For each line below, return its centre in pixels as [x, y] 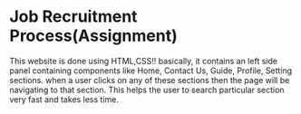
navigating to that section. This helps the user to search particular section [147, 90]
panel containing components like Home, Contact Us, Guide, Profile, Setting [151, 71]
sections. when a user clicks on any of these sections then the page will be [150, 80]
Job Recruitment [73, 17]
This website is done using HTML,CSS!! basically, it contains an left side [144, 61]
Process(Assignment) [94, 36]
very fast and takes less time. [64, 99]
